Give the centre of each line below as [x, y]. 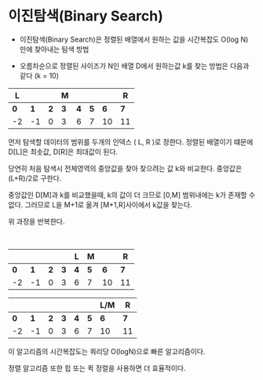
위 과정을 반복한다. [37, 221]
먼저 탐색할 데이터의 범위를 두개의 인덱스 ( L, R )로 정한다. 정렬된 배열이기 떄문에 [131, 141]
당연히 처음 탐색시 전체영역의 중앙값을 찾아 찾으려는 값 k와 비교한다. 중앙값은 [125, 168]
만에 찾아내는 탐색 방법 [54, 49]
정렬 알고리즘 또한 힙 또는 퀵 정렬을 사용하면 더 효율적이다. [97, 368]
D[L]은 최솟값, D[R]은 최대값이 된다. [63, 152]
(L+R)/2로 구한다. [35, 178]
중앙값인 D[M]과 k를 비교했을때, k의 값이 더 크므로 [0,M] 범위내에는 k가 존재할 [128, 195]
